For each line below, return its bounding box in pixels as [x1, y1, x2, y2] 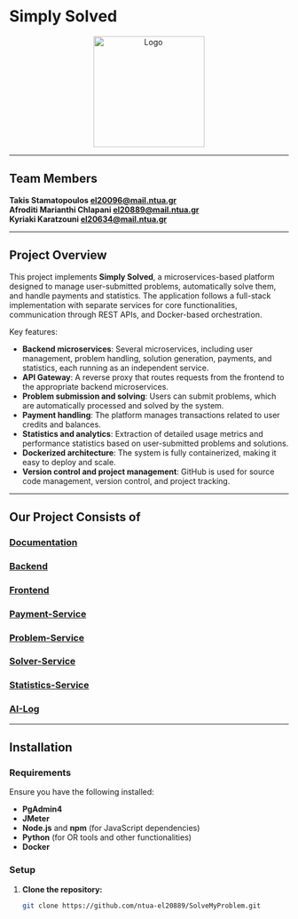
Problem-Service [9, 631, 84, 644]
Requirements [9, 766, 72, 779]
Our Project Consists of [9, 509, 141, 525]
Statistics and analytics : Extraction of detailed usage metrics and [21, 428, 263, 439]
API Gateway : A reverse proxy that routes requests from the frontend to [21, 371, 285, 383]
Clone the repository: [21, 883, 103, 894]
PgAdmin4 [21, 804, 63, 814]
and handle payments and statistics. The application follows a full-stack [9, 290, 271, 301]
